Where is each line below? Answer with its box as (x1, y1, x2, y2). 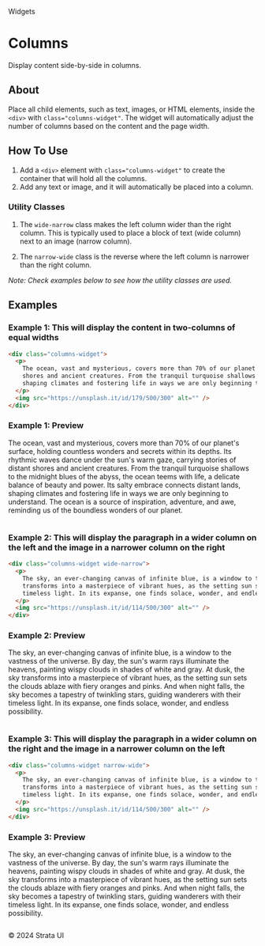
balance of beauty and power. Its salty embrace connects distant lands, (8, 480, 241, 490)
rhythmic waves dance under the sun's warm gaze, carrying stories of (8, 455, 237, 464)
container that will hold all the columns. (19, 173, 147, 183)
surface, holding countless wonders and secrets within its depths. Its (8, 446, 232, 456)
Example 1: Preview (8, 420, 84, 431)
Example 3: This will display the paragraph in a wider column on (8, 733, 258, 744)
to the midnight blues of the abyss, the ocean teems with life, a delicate (8, 471, 241, 481)
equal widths (8, 332, 59, 343)
